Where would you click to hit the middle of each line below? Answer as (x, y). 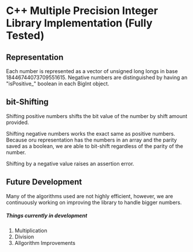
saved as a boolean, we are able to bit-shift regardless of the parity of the (95, 146)
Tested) (25, 36)
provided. (18, 122)
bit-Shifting (27, 102)
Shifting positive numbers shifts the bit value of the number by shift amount (97, 116)
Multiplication (31, 230)
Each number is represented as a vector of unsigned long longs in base (92, 71)
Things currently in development (47, 216)
